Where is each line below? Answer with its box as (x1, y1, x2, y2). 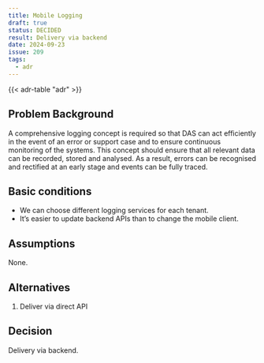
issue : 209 (8, 48, 44, 56)
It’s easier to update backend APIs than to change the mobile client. (19, 214, 239, 223)
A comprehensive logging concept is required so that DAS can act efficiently (8, 128, 256, 138)
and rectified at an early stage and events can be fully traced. (8, 162, 208, 171)
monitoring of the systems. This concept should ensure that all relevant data (8, 145, 256, 155)
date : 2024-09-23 (8, 41, 65, 49)
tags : (8, 56, 26, 64)
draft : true (8, 19, 47, 27)
